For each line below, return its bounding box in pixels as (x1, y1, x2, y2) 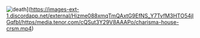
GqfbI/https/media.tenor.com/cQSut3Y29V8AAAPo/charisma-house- (6, 19, 179, 25)
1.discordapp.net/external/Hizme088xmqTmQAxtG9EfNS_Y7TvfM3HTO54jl (6, 12, 194, 19)
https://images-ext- (30, 6, 79, 13)
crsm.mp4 (6, 25, 32, 32)
